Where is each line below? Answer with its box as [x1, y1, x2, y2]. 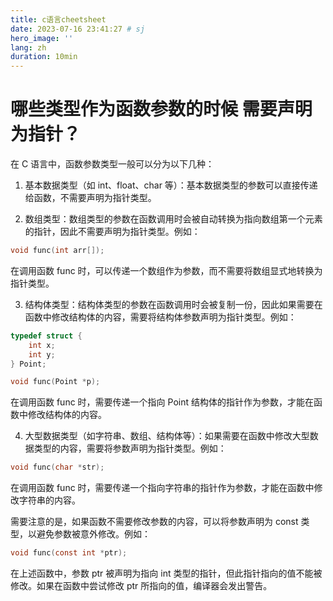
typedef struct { [10, 331, 83, 341]
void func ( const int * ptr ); [10, 548, 128, 558]
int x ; [28, 340, 56, 350]
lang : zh [10, 42, 47, 53]
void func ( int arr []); [10, 246, 105, 256]
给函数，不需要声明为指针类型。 [24, 192, 157, 204]
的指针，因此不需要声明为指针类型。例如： [24, 226, 201, 238]
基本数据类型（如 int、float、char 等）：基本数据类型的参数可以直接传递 [24, 179, 318, 191]
